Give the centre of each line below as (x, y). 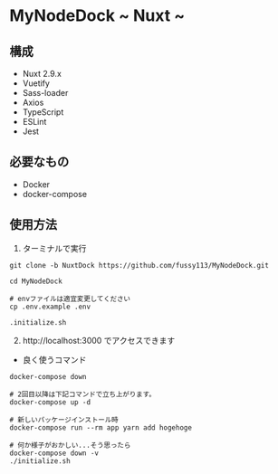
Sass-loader (45, 93)
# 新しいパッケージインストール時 (64, 420)
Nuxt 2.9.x (42, 74)
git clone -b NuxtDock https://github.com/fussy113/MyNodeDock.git (139, 265)
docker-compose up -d (50, 402)
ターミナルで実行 (54, 248)
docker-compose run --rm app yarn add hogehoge (101, 427)
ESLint (34, 122)
